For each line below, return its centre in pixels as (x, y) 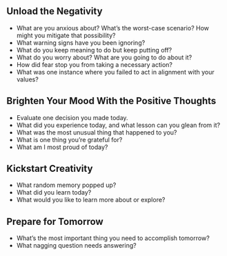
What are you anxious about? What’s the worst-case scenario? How (113, 28)
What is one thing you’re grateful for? (69, 139)
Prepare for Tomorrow (55, 221)
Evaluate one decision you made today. (72, 117)
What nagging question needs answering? (76, 246)
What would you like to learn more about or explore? (91, 200)
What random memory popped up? (66, 185)
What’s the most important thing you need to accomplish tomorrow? (113, 238)
